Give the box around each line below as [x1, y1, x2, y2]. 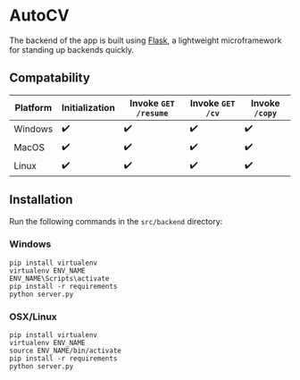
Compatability [9, 71, 91, 86]
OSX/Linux [9, 310, 58, 323]
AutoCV [9, 5, 70, 26]
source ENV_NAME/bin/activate [9, 346, 122, 356]
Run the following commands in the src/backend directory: [9, 215, 223, 226]
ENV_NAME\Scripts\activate [9, 274, 110, 283]
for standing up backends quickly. [9, 44, 135, 55]
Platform [14, 101, 53, 114]
